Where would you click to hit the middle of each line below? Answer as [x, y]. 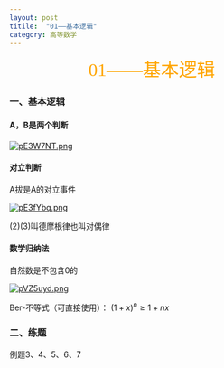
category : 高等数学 [43, 34]
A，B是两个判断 [39, 125]
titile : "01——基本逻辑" [53, 26]
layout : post [34, 18]
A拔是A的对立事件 [43, 189]
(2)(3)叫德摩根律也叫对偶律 [60, 226]
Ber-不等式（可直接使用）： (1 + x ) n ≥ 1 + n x [89, 307]
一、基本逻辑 [37, 102]
